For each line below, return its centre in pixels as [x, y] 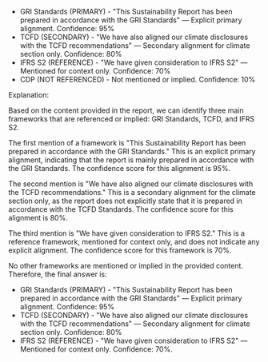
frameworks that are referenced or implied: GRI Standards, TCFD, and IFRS [131, 119]
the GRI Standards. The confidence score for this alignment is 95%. [120, 168]
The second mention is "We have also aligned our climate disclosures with [131, 184]
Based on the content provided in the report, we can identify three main [126, 110]
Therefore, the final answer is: [58, 274]
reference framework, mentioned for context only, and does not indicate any [134, 242]
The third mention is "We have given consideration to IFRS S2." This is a [127, 233]
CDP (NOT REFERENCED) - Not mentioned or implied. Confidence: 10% [138, 80]
